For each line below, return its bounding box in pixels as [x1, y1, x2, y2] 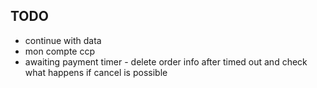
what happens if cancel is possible [24, 66, 168, 78]
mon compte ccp [24, 45, 96, 57]
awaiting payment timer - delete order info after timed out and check [24, 55, 308, 68]
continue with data [24, 34, 102, 46]
